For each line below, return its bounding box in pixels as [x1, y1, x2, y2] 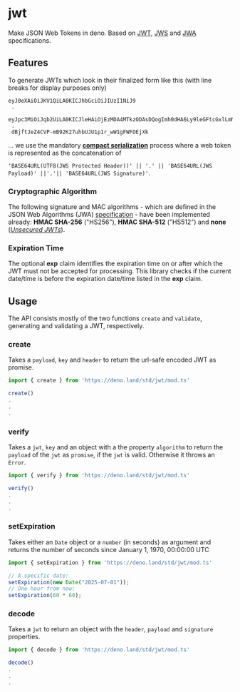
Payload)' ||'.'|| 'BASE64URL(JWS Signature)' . [8, 168, 151, 177]
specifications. [8, 36, 52, 44]
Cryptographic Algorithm [8, 186, 98, 196]
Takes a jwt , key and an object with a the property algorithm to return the [8, 443, 224, 452]
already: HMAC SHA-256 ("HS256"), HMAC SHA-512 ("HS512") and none [8, 218, 226, 226]
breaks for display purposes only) [8, 83, 108, 92]
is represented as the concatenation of [8, 148, 122, 157]
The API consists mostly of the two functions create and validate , [8, 314, 202, 322]
